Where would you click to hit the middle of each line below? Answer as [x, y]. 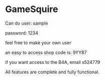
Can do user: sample [27, 23]
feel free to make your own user [38, 43]
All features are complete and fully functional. [52, 72]
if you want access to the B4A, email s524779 [53, 62]
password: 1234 [22, 33]
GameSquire [32, 9]
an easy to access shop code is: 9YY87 [46, 52]
